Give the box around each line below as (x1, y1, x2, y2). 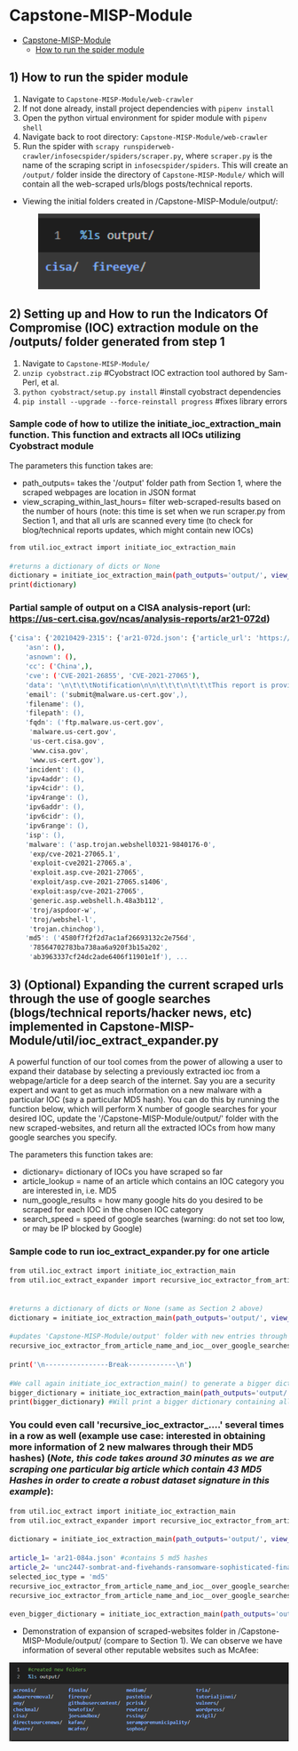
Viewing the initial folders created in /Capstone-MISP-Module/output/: (21, 196, 278, 206)
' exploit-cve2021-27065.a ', (28, 859, 133, 868)
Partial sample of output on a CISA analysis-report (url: (9, 602, 251, 614)
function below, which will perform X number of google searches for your (9, 1103, 278, 1114)
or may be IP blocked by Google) (21, 1223, 143, 1234)
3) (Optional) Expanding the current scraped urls (9, 977, 284, 992)
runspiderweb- (122, 142, 176, 151)
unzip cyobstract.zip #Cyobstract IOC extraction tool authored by (21, 367, 266, 378)
